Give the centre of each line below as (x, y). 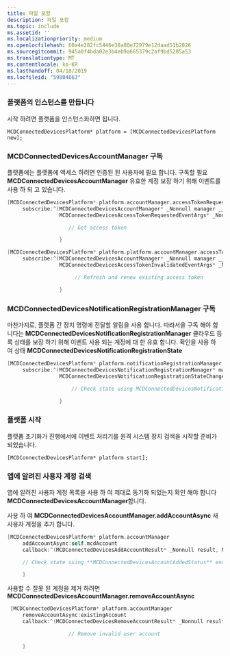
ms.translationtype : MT (41, 58)
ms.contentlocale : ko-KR (42, 64)
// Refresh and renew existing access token (139, 277)
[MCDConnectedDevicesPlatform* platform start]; (78, 458)
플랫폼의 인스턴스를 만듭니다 (51, 102)
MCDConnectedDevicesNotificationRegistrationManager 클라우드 (120, 334)
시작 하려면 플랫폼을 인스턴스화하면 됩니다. (64, 119)
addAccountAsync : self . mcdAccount (70, 543)
